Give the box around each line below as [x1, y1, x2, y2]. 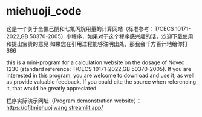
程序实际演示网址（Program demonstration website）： [6, 97, 142, 104]
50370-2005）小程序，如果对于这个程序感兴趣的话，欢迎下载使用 [29, 32, 194, 40]
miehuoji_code [6, 4, 82, 18]
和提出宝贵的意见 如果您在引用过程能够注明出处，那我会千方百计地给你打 [6, 40, 188, 47]
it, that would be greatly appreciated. [6, 84, 98, 92]
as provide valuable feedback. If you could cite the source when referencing [6, 78, 197, 85]
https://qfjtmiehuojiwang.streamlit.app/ [6, 104, 103, 111]
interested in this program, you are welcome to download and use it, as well [6, 72, 195, 79]
